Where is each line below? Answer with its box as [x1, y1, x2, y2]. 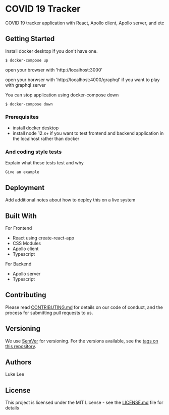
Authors [5, 358, 32, 366]
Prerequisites [5, 113, 39, 120]
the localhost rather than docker [12, 135, 80, 142]
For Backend [5, 261, 32, 267]
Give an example [5, 169, 39, 175]
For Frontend [5, 225, 32, 231]
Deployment [5, 183, 45, 192]
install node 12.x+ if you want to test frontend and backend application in [12, 130, 164, 136]
